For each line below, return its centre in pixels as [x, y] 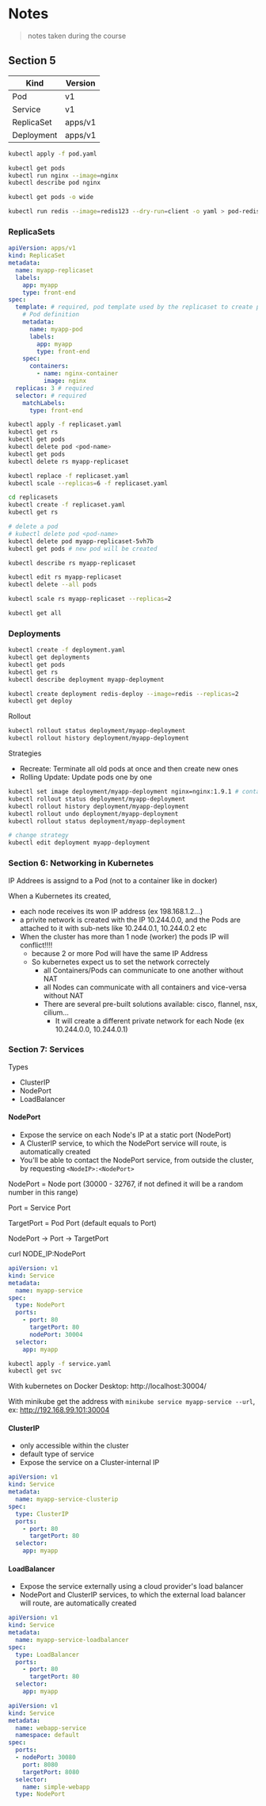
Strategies [25, 753]
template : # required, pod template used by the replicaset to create [134, 307]
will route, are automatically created [78, 1603]
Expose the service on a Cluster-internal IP [89, 1463]
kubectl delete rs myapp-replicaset [68, 461]
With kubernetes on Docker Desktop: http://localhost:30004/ [108, 1386]
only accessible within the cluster [74, 1446]
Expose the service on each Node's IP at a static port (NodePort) [125, 1135]
